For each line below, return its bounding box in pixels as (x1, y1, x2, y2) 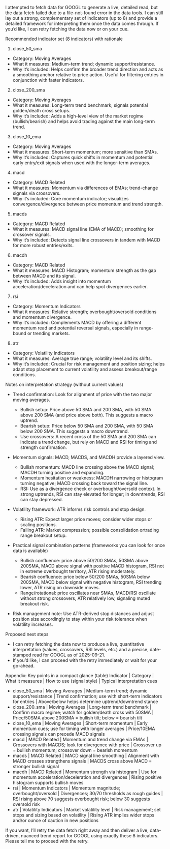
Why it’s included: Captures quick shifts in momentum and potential (12, 155, 154, 160)
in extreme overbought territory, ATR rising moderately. (20, 568, 136, 574)
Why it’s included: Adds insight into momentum (12, 278, 111, 284)
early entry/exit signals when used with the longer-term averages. (12, 160, 151, 166)
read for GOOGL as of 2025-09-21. (32, 652, 106, 658)
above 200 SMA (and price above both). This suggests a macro (20, 412, 153, 418)
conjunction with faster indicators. (12, 77, 84, 83)
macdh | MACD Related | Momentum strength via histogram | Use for (12, 769, 157, 775)
